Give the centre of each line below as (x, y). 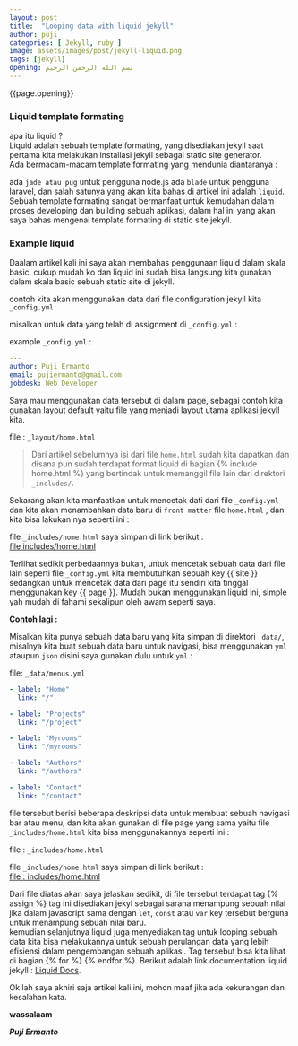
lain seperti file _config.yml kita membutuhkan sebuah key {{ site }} (133, 573)
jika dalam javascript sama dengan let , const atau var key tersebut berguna (149, 912)
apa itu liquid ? (36, 136)
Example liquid (42, 243)
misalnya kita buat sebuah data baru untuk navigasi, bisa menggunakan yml (149, 646)
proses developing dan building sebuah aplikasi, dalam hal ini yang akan (142, 211)
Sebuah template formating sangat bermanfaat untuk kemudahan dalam (142, 201)
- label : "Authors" (46, 763)
